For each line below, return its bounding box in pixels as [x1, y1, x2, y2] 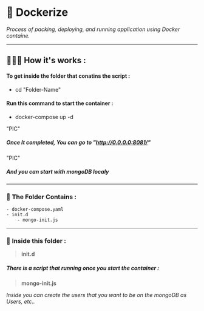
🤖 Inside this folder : [6, 236, 67, 245]
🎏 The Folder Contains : [6, 193, 77, 201]
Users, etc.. [6, 298, 35, 306]
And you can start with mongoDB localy [6, 168, 109, 176]
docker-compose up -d [15, 113, 74, 120]
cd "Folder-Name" [15, 86, 61, 93]
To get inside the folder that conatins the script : [6, 72, 131, 80]
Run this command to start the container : [6, 100, 114, 107]
